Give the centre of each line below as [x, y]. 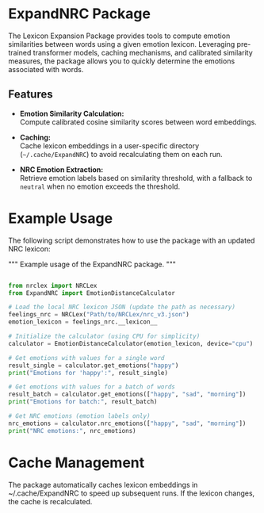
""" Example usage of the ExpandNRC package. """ [92, 264]
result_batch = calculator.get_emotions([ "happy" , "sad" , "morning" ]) [127, 394]
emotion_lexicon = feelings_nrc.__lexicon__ [83, 322]
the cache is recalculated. [50, 501]
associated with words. [46, 69]
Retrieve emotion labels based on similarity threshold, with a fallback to [136, 178]
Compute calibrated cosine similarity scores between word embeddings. [138, 122]
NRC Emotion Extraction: [61, 169]
